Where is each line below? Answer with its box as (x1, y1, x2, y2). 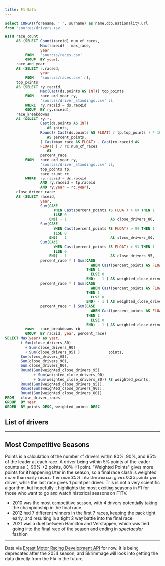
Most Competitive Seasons (5, 441, 90, 449)
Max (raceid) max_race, (40, 43, 91, 48)
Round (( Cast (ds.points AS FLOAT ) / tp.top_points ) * (40, 130, 155, 135)
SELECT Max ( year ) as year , (5, 336, 60, 341)
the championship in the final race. (12, 505, 82, 510)
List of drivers (5, 418, 49, 426)
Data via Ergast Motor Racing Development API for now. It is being (5, 545, 139, 551)
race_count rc (40, 171, 69, 176)
